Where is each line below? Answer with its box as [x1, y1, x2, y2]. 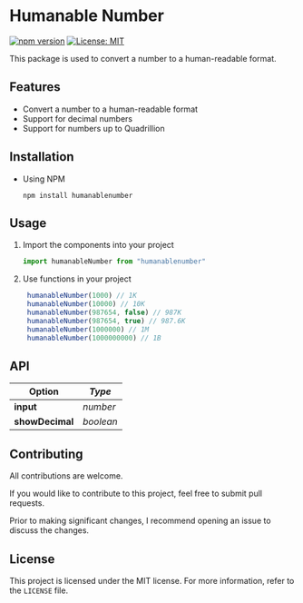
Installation [9, 149, 74, 164]
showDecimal [14, 415, 74, 428]
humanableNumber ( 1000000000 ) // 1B [26, 333, 161, 342]
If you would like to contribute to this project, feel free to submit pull [9, 488, 263, 499]
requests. [9, 498, 45, 509]
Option [28, 385, 59, 398]
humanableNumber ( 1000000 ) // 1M [26, 324, 150, 334]
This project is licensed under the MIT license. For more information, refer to [9, 575, 295, 586]
